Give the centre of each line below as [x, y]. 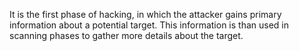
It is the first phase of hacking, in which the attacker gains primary [145, 14]
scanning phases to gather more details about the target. [126, 35]
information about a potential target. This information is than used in [149, 25]
